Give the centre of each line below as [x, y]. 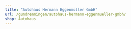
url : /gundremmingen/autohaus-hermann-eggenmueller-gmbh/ [65, 14]
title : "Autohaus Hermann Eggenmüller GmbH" [51, 10]
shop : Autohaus [21, 19]
